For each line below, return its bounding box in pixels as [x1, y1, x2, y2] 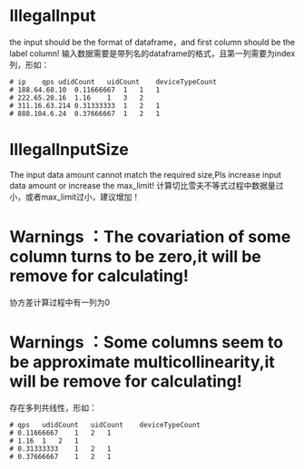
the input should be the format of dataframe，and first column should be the [9, 36, 296, 47]
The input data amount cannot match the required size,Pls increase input [9, 169, 281, 180]
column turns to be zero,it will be [9, 247, 261, 268]
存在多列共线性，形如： [9, 402, 97, 413]
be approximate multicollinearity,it [9, 352, 275, 372]
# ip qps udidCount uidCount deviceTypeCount [9, 77, 218, 86]
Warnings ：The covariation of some [9, 227, 291, 248]
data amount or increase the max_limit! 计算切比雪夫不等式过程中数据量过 [9, 180, 284, 191]
